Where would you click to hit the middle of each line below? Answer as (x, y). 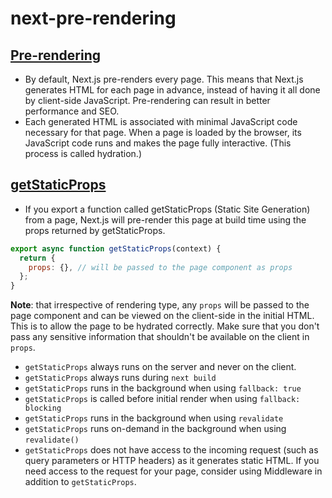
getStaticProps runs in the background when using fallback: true (163, 388)
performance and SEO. (72, 111)
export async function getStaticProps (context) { (116, 248)
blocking (43, 408)
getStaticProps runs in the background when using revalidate (154, 418)
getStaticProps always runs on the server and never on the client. (160, 367)
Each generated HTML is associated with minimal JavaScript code (161, 121)
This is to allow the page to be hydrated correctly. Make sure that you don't (165, 326)
